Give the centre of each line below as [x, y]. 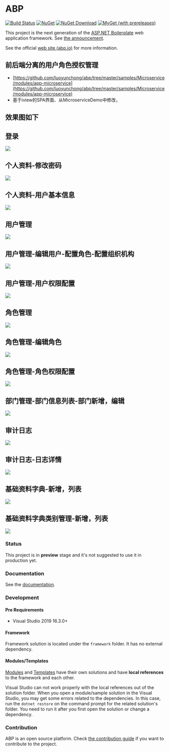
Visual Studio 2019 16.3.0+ [40, 621]
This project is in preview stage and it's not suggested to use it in [73, 555]
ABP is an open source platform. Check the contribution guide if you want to [85, 738]
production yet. [21, 560]
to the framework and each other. [40, 677]
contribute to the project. [31, 744]
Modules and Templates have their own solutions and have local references [84, 672]
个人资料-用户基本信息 [40, 195]
